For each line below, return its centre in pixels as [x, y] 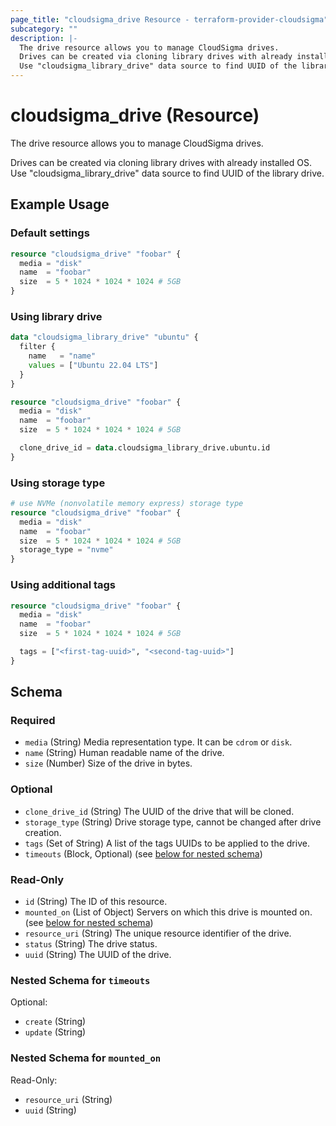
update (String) [55, 1032]
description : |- [44, 38]
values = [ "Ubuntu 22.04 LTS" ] [93, 365]
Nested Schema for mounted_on [86, 1058]
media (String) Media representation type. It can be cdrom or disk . [158, 742]
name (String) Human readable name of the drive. [124, 753]
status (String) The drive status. [91, 944]
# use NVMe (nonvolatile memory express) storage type [127, 504]
